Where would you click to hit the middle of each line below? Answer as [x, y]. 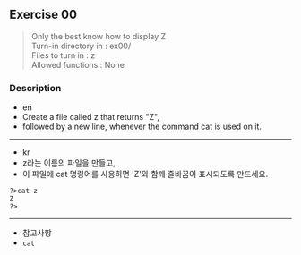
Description [35, 88]
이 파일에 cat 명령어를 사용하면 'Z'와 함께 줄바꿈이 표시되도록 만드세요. [145, 174]
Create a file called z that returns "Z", [90, 117]
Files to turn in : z [63, 55]
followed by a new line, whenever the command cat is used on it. [142, 127]
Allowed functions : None [78, 64]
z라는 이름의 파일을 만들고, [69, 163]
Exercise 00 [43, 15]
